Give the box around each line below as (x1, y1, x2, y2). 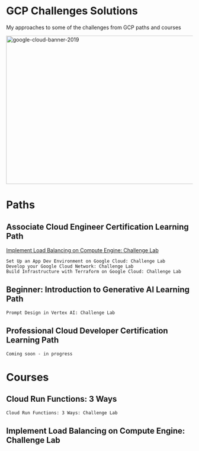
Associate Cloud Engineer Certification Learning (6, 221, 190, 232)
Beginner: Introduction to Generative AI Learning (6, 285, 190, 295)
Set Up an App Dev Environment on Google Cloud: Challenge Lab (6, 258, 166, 264)
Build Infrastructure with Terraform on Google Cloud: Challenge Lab (6, 268, 182, 274)
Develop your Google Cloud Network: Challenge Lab (6, 263, 134, 269)
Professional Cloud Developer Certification (6, 326, 168, 336)
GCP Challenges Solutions (6, 4, 138, 18)
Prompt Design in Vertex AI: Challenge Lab (6, 310, 115, 316)
